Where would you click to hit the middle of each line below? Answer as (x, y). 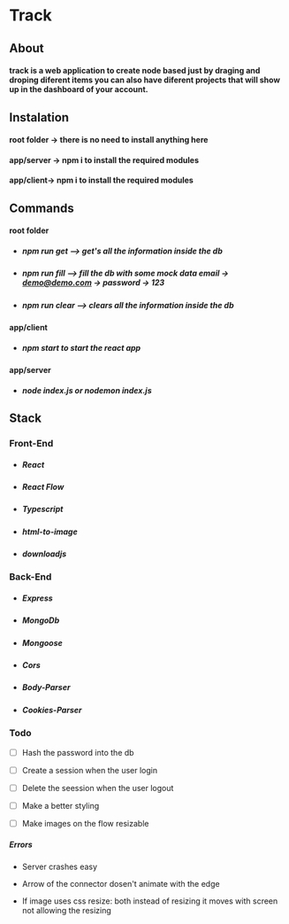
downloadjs (44, 554)
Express (37, 598)
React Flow (43, 486)
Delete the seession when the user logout (98, 788)
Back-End (30, 577)
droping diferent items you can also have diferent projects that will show (145, 80)
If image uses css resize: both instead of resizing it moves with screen (150, 901)
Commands (42, 208)
